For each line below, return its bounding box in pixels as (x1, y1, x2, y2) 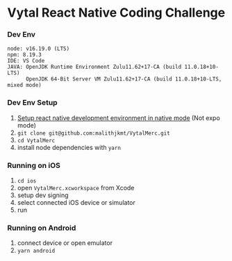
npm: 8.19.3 (7, 51, 42, 58)
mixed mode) (7, 82, 42, 89)
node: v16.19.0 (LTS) (7, 45, 70, 53)
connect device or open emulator (17, 239, 113, 247)
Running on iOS (7, 160, 60, 170)
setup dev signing (17, 191, 69, 199)
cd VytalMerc (17, 137, 56, 144)
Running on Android (7, 224, 76, 233)
